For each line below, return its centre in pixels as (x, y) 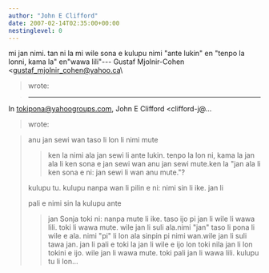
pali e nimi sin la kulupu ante (74, 203)
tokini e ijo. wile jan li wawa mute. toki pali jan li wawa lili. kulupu (153, 253)
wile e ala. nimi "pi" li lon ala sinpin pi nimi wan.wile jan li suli (147, 236)
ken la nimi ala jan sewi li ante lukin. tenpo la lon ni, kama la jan (151, 155)
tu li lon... (63, 262)
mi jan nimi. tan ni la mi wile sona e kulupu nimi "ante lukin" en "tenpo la (127, 54)
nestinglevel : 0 (35, 30)
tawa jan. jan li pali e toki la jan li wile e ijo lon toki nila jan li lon (151, 244)
